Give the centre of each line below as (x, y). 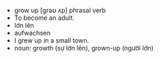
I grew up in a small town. (52, 41)
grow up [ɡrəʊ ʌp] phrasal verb (60, 10)
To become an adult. (44, 18)
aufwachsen (32, 33)
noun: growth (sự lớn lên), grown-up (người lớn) (84, 48)
